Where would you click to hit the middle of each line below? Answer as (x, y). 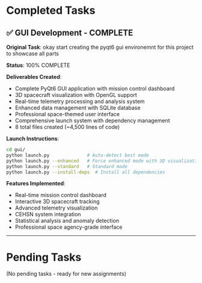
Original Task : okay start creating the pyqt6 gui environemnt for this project (100, 47)
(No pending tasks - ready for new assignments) (66, 274)
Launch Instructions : (33, 138)
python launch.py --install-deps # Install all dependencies (86, 172)
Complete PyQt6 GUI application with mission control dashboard (95, 89)
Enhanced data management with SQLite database (78, 108)
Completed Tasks (51, 11)
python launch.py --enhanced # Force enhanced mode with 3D (86, 161)
